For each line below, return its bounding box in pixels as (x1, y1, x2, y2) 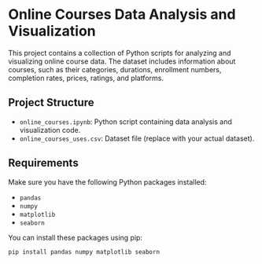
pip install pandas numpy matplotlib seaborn (8, 247, 160, 256)
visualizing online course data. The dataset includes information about (8, 57, 236, 66)
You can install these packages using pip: (8, 233, 143, 242)
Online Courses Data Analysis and (8, 5, 236, 24)
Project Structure (8, 96, 94, 109)
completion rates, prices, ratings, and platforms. (8, 73, 164, 82)
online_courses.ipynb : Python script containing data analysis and (19, 116, 232, 126)
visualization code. (19, 125, 81, 134)
